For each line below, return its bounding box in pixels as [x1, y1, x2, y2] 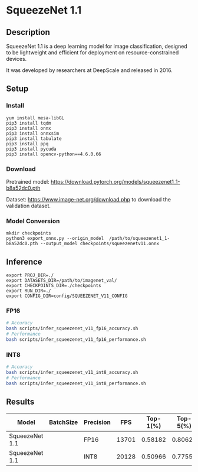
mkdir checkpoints [6, 230, 51, 236]
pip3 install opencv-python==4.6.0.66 [6, 151, 101, 157]
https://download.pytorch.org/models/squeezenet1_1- [50, 178, 180, 185]
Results [6, 397, 35, 407]
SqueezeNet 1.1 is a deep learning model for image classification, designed [6, 43, 187, 50]
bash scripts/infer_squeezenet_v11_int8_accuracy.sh [6, 370, 138, 376]
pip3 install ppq [6, 141, 49, 147]
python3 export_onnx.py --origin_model [6, 236, 104, 242]
